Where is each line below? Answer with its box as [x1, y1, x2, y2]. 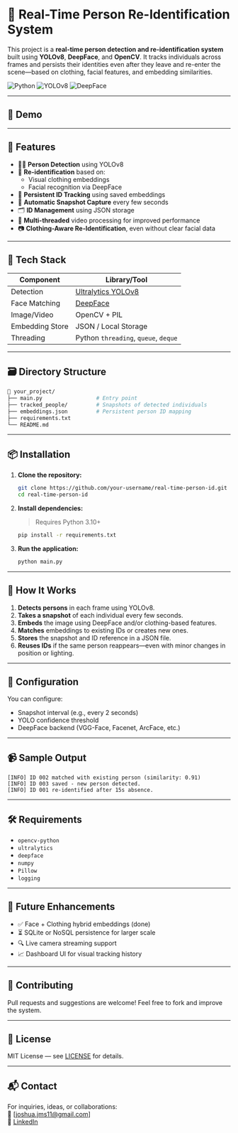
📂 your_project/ [7, 388, 55, 395]
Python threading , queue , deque [75, 333, 178, 343]
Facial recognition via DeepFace [28, 183, 123, 191]
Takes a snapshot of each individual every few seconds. [17, 611, 183, 619]
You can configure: [7, 694, 63, 703]
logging [17, 875, 40, 882]
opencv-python [17, 837, 59, 844]
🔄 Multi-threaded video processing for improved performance [17, 216, 200, 225]
